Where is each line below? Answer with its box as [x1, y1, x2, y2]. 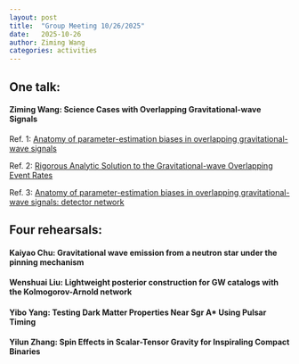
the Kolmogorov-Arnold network [9, 286, 133, 297]
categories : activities [9, 46, 98, 55]
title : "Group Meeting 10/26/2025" [9, 21, 145, 30]
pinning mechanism [9, 256, 85, 268]
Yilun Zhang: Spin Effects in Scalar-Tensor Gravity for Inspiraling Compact [9, 336, 290, 348]
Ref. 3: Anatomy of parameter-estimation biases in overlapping [9, 186, 239, 197]
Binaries [9, 346, 41, 357]
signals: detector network [30, 196, 125, 207]
